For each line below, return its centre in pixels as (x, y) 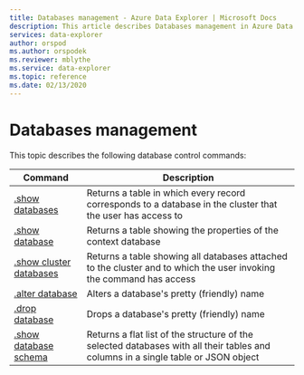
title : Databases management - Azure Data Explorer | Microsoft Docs (143, 18)
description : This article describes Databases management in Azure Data (152, 26)
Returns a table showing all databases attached (187, 256)
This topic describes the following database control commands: (128, 155)
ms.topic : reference (48, 77)
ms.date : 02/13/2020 (48, 85)
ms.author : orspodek (48, 52)
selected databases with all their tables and (179, 345)
